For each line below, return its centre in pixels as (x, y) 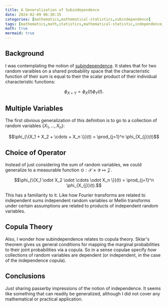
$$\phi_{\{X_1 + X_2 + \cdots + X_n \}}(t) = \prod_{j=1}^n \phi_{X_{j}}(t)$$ (84, 137)
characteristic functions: (30, 81)
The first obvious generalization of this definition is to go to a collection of (81, 121)
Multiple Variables (34, 108)
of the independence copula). (36, 260)
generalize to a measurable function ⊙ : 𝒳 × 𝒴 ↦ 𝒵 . (59, 170)
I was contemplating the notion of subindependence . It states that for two (81, 65)
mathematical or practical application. (44, 299)
